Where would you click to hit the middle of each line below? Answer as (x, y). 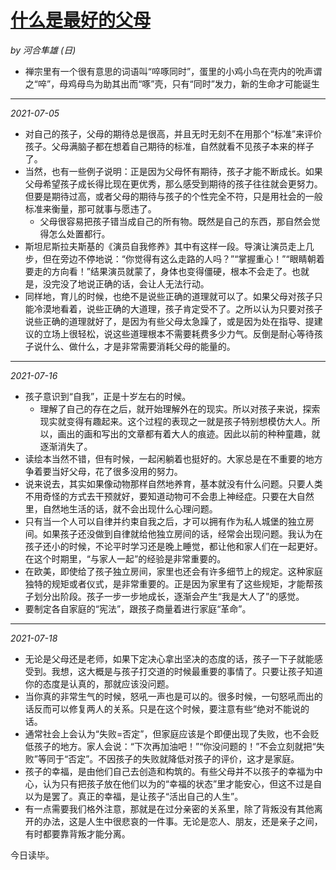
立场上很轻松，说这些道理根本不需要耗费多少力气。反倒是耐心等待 (178, 333)
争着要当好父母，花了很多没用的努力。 (103, 471)
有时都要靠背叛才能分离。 (77, 833)
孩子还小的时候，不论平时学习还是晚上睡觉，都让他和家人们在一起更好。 (173, 546)
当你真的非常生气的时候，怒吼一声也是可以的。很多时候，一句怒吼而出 (169, 696)
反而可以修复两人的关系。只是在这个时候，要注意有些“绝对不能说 (167, 708)
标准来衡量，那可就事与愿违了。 (90, 208)
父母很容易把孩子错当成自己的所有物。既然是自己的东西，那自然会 (175, 221)
